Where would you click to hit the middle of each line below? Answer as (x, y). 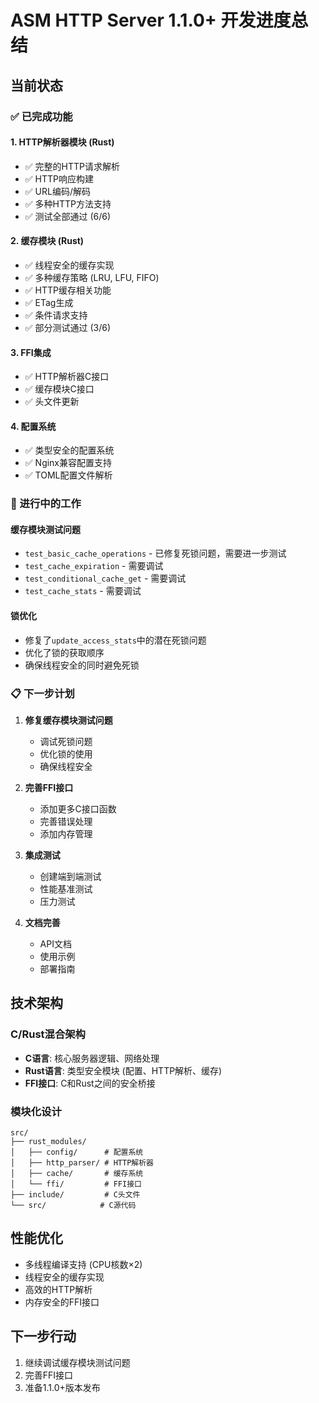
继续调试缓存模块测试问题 (77, 1362)
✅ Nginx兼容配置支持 (68, 463)
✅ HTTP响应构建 (59, 178)
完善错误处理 (66, 821)
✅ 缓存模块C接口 (59, 389)
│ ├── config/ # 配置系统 (77, 1152)
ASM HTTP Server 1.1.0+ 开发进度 (151, 20)
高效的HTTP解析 (58, 1289)
